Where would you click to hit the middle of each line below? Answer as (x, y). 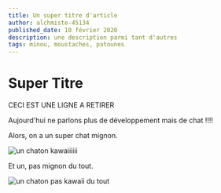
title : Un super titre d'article (63, 15)
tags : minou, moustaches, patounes (66, 45)
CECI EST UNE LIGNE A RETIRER (61, 105)
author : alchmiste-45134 (49, 23)
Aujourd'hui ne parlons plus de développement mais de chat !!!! (111, 120)
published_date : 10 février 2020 (63, 30)
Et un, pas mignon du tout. (51, 166)
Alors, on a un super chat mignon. (63, 136)
